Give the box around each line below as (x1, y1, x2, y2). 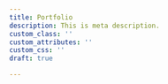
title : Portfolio (9, 12, 73, 22)
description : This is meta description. (9, 21, 161, 30)
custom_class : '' (9, 29, 73, 38)
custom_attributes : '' (9, 37, 93, 47)
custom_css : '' (9, 46, 65, 55)
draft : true (9, 54, 53, 63)
